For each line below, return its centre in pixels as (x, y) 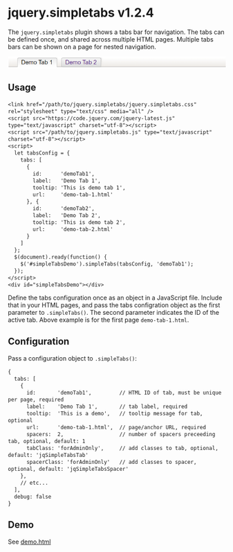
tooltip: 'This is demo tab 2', (80, 222)
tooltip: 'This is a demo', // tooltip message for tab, (114, 413)
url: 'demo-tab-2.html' (73, 229)
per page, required (36, 399)
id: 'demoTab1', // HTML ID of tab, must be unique (124, 393)
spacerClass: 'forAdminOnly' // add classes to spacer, (111, 462)
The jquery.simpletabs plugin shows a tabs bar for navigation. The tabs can (116, 32)
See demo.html (29, 542)
